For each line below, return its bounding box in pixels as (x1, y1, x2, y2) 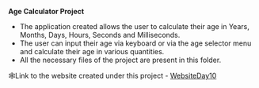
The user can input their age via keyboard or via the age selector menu (19, 38, 252, 48)
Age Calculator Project (8, 7, 85, 16)
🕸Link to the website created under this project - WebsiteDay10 (8, 71, 217, 80)
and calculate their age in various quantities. (19, 47, 165, 56)
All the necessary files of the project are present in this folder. (19, 55, 222, 64)
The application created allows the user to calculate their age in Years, (19, 22, 249, 31)
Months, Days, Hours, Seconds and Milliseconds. (19, 31, 181, 39)
